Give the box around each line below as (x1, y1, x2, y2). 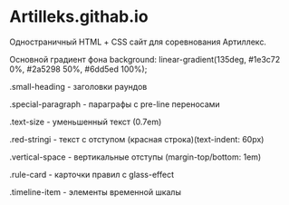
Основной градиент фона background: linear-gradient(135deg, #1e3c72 (9, 54, 281, 64)
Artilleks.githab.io (9, 6, 149, 27)
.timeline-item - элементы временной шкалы (9, 186, 181, 197)
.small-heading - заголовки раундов (9, 81, 148, 92)
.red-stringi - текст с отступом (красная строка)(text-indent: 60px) (9, 133, 265, 144)
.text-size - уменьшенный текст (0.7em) (9, 116, 162, 127)
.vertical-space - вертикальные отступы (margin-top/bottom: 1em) (9, 151, 262, 162)
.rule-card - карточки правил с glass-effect (9, 169, 175, 180)
